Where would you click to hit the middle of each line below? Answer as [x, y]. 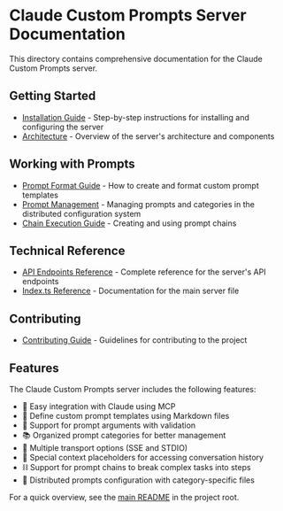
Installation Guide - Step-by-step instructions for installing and [136, 117]
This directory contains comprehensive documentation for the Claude [136, 58]
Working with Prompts [72, 164]
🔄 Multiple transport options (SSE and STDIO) [105, 448]
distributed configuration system [81, 213]
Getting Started [53, 96]
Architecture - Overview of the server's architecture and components [148, 136]
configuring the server [63, 127]
